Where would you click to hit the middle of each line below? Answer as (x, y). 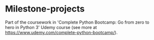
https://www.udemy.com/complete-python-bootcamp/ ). (61, 32)
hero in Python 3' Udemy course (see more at (51, 27)
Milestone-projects (45, 9)
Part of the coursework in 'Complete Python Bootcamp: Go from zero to (77, 22)
